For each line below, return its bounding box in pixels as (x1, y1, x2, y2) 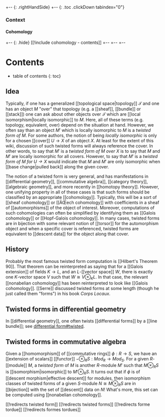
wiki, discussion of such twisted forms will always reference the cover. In (5, 143, 154, 149)
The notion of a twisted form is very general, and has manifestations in (5, 173, 149, 179)
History (5, 245, 29, 254)
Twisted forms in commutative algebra (5, 337, 127, 346)
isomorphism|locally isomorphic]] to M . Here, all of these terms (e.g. (5, 117, 144, 123)
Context (5, 16, 26, 23)
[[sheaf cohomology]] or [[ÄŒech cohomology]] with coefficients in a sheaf (5, 199, 160, 205)
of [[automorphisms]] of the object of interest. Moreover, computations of (5, 204, 155, 211)
